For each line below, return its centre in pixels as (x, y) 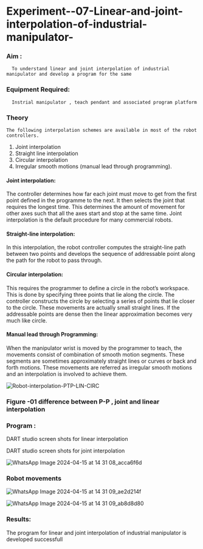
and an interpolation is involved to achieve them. (67, 374)
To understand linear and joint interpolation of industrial (91, 69)
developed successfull (35, 539)
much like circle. (27, 320)
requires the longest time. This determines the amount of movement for (96, 207)
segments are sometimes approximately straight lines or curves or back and (101, 361)
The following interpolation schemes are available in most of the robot (102, 130)
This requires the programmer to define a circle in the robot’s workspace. (98, 288)
